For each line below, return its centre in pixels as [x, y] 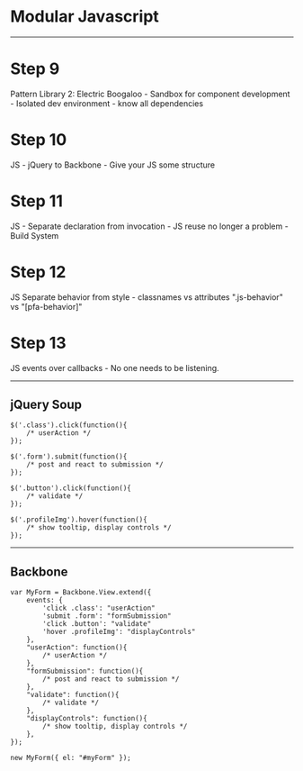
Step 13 [38, 343]
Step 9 [35, 69]
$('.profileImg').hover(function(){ [79, 520]
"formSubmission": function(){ [85, 671]
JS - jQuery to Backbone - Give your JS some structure [112, 165]
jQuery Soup [46, 405]
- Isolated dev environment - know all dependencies [107, 103]
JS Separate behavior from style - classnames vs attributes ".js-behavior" [147, 297]
